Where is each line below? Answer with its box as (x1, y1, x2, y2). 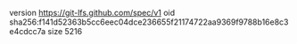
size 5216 (47, 26, 83, 36)
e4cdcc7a (9, 26, 46, 36)
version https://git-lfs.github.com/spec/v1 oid (9, 8, 176, 18)
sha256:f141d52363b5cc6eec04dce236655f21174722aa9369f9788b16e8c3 (9, 17, 289, 27)
